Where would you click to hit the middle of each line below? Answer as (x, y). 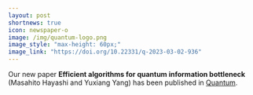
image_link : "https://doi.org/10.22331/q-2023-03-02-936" (105, 52)
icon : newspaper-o (38, 30)
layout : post (29, 15)
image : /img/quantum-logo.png (58, 37)
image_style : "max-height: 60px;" (65, 45)
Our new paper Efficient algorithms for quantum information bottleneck (127, 74)
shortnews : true (35, 23)
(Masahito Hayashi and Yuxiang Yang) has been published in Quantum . (123, 82)
